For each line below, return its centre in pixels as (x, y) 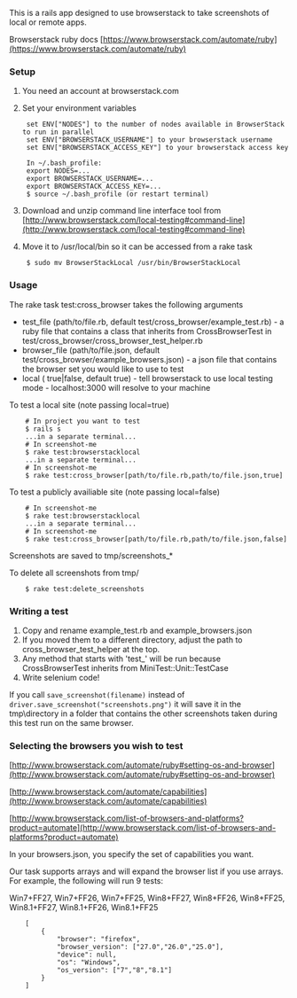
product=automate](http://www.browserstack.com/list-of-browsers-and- (143, 828)
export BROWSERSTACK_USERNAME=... (90, 179)
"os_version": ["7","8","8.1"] (114, 971)
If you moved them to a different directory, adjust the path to (132, 639)
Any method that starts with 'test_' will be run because (121, 659)
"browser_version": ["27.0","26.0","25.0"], (140, 947)
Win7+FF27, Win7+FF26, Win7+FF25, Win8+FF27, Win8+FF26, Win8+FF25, (147, 898)
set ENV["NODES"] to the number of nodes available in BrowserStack (156, 125)
